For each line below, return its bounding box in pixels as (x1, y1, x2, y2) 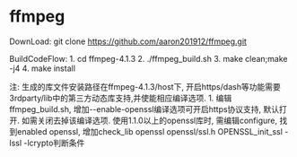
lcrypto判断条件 (26, 137, 85, 148)
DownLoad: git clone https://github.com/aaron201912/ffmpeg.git (9, 36, 247, 47)
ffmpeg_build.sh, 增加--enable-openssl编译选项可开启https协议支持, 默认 (9, 103, 280, 114)
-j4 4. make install (9, 63, 76, 74)
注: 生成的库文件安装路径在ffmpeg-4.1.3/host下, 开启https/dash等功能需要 (9, 81, 281, 92)
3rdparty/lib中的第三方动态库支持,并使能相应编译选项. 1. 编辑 (9, 92, 232, 103)
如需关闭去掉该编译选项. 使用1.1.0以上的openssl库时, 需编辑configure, (21, 115, 278, 126)
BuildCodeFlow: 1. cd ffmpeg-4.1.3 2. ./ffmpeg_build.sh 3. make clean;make (9, 53, 289, 64)
